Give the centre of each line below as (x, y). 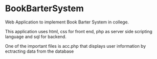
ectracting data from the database (40, 51)
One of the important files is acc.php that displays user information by (76, 46)
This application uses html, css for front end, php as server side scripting (79, 31)
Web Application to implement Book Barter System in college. (67, 22)
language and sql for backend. (36, 37)
